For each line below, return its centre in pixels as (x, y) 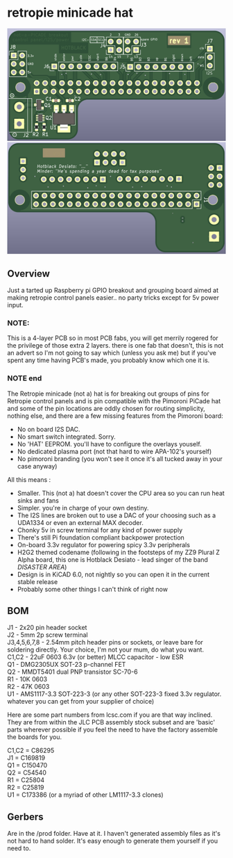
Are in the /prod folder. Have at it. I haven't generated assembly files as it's (114, 834)
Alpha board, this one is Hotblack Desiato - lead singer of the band (112, 559)
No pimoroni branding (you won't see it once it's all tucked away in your (120, 459)
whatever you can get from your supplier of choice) (81, 702)
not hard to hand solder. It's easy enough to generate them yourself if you (113, 841)
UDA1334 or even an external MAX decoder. (80, 522)
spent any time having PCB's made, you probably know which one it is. (109, 360)
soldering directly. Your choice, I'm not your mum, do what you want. (106, 650)
